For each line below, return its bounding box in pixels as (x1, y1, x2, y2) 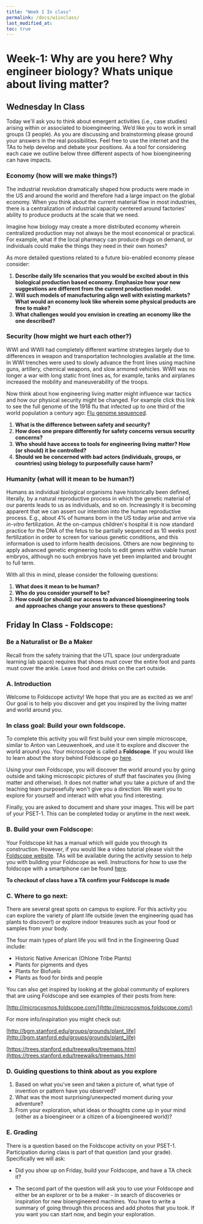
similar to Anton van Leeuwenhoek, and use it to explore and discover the (6, 742, 189, 749)
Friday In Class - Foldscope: (6, 619, 114, 630)
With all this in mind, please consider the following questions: (6, 571, 159, 579)
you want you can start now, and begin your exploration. (14, 1210, 155, 1218)
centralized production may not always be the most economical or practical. (6, 229, 196, 236)
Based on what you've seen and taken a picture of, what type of (14, 1081, 175, 1088)
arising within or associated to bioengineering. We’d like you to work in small (6, 124, 196, 131)
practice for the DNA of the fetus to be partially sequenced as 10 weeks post (6, 527, 197, 534)
